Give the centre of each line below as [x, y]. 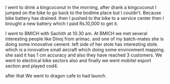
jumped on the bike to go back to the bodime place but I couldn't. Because [83, 13]
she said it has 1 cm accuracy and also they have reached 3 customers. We [84, 55]
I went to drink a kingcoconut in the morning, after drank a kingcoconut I [81, 7]
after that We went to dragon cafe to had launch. [56, 76]
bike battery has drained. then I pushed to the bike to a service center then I [84, 18]
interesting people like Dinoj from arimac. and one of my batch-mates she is [84, 39]
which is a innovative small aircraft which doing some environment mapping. [85, 50]
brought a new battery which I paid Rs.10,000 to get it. [62, 23]
